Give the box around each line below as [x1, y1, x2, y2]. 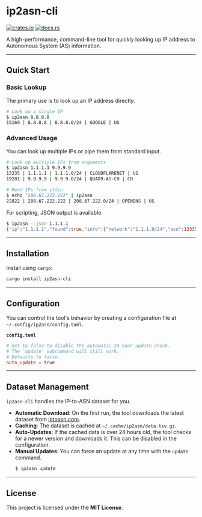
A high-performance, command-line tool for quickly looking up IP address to [6, 35, 195, 43]
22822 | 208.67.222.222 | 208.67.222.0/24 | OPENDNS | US [6, 198, 155, 204]
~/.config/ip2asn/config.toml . [6, 320, 84, 328]
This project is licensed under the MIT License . [6, 504, 123, 511]
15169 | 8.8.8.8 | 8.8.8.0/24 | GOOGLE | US [6, 120, 120, 126]
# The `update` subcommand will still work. [6, 348, 120, 354]
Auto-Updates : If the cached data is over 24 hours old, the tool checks [14, 429, 191, 436]
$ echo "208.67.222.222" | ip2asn [6, 192, 93, 198]
